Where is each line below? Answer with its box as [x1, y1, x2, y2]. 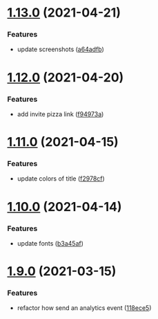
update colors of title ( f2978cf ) [17, 174, 105, 183]
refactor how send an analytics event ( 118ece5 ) [17, 304, 152, 312]
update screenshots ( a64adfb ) [17, 45, 105, 53]
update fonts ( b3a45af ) [17, 239, 84, 247]
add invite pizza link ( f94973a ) [17, 109, 104, 118]
